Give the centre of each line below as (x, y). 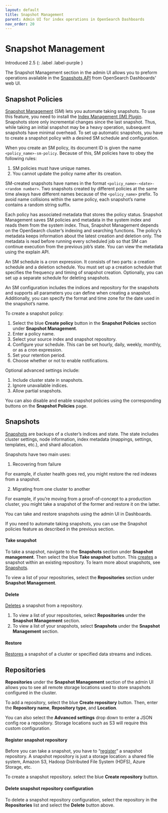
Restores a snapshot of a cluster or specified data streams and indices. (79, 654)
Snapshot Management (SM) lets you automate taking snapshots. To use (80, 111)
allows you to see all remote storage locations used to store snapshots (78, 688)
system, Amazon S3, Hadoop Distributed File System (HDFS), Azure (75, 762)
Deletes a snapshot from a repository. (44, 605)
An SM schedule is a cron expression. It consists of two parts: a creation (80, 262)
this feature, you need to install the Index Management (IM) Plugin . (74, 117)
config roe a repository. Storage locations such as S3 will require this (76, 723)
